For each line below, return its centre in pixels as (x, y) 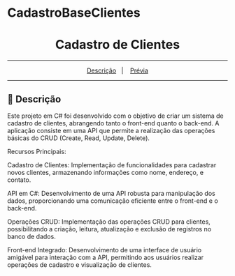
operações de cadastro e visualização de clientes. (80, 264)
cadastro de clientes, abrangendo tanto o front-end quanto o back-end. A (113, 123)
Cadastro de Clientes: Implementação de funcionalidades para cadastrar (112, 164)
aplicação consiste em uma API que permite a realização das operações (111, 130)
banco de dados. (31, 236)
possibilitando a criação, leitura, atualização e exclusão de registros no (109, 229)
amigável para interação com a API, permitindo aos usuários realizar (106, 257)
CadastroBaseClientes (74, 13)
